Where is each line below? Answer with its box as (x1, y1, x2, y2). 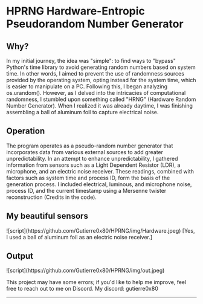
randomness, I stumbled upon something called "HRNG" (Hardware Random (6, 95, 196, 103)
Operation (6, 126, 45, 137)
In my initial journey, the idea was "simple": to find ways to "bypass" (6, 57, 176, 64)
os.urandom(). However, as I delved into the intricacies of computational (6, 89, 186, 96)
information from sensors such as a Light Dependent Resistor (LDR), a (6, 161, 181, 169)
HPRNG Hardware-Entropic (6, 4, 145, 18)
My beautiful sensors (6, 211, 89, 221)
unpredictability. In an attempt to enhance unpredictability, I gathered (6, 155, 178, 162)
